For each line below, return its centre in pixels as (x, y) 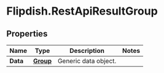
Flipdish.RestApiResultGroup (82, 11)
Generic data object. (87, 61)
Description (87, 51)
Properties (27, 34)
